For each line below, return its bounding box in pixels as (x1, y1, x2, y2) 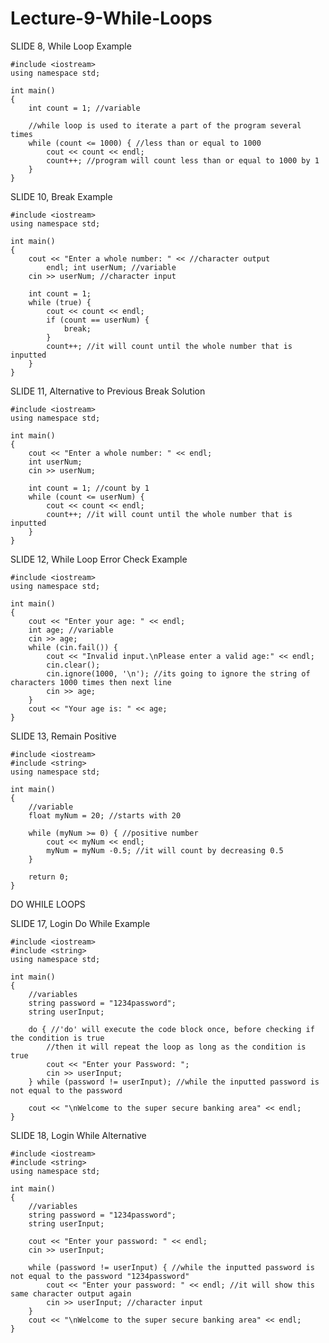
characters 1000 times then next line (10, 677, 172, 687)
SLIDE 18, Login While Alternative (10, 1129, 147, 1141)
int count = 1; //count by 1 (28, 483, 150, 493)
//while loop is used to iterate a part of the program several (28, 120, 302, 131)
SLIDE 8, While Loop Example (10, 40, 132, 52)
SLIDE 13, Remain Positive (10, 730, 117, 742)
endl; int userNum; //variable (46, 262, 177, 272)
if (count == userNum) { (46, 315, 150, 325)
